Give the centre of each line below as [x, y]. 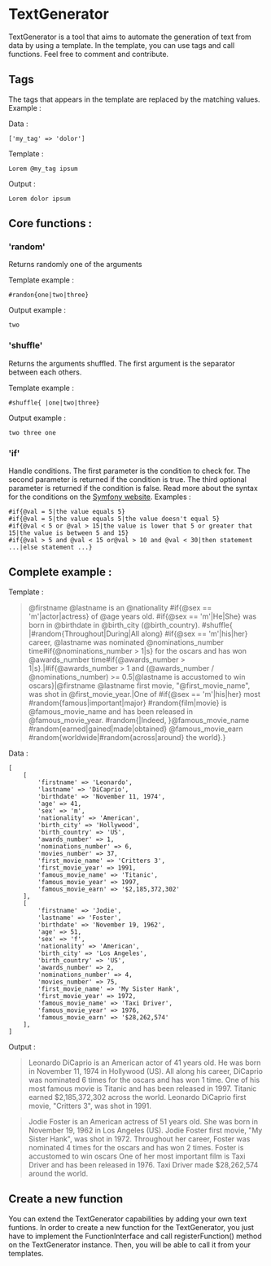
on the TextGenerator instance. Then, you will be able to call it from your [129, 1244]
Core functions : [50, 223]
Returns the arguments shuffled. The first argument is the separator [122, 363]
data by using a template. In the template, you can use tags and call [122, 45]
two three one [33, 432]
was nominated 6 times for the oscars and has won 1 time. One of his [144, 1080]
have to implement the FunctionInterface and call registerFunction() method [135, 1236]
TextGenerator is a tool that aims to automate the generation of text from [130, 37]
